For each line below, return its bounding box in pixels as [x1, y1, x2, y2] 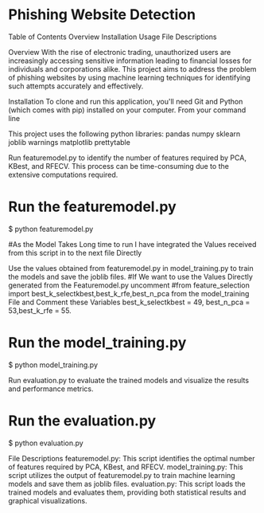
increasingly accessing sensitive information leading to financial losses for [8, 56, 252, 65]
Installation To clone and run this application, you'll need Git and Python [8, 96, 243, 106]
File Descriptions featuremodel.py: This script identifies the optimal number [8, 453, 255, 463]
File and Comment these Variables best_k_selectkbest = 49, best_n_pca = [8, 297, 250, 307]
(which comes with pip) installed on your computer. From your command [8, 105, 247, 115]
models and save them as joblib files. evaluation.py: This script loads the [8, 479, 246, 488]
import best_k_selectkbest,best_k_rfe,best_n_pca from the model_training [8, 288, 250, 298]
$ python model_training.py [8, 360, 98, 370]
